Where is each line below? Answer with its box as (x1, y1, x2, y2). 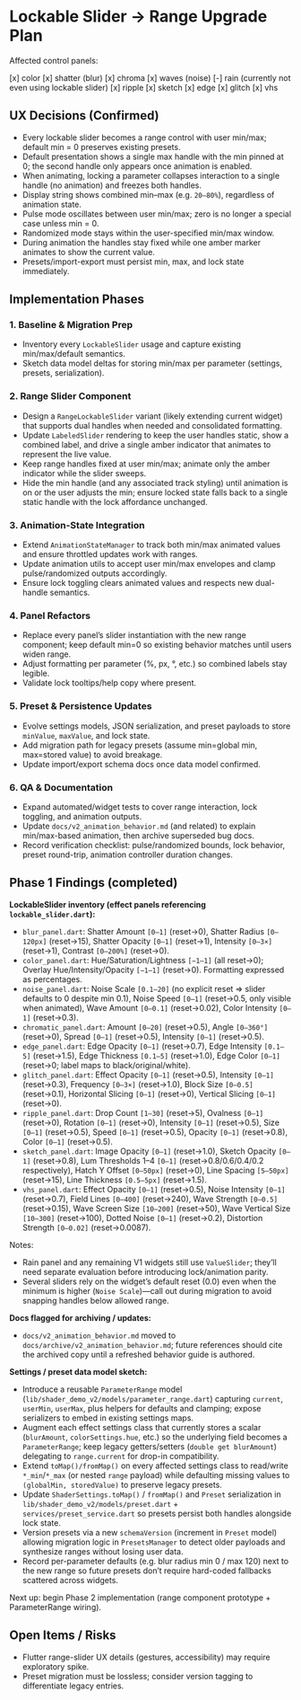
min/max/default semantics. (21, 349, 125, 359)
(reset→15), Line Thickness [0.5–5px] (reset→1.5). (21, 1174, 208, 1185)
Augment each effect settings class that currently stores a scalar (21, 1421, 262, 1432)
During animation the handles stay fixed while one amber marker (21, 236, 262, 248)
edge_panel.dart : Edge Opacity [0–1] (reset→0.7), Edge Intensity (21, 1040, 262, 1051)
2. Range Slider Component (9, 390, 132, 403)
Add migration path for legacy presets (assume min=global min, (21, 739, 258, 750)
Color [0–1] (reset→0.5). (21, 1136, 114, 1147)
